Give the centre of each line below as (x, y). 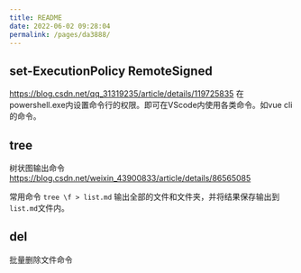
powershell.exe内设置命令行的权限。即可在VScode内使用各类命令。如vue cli (151, 105)
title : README (36, 18)
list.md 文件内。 (40, 208)
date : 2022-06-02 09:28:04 (60, 26)
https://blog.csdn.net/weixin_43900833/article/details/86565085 (130, 178)
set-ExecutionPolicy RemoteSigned (111, 71)
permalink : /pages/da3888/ (60, 34)
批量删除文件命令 (41, 259)
